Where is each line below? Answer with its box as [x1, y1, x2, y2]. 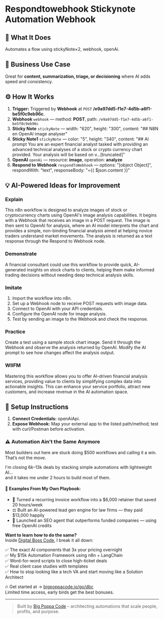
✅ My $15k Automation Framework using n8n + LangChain [5, 552, 123, 558]
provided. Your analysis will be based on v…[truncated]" [12, 152, 125, 157]
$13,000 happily [12, 512, 45, 518]
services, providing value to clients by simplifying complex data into [5, 378, 142, 384]
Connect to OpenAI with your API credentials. [12, 306, 103, 311]
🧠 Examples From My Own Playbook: [5, 486, 81, 492]
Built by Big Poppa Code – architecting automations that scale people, [17, 603, 158, 609]
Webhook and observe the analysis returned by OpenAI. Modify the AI [5, 345, 146, 351]
